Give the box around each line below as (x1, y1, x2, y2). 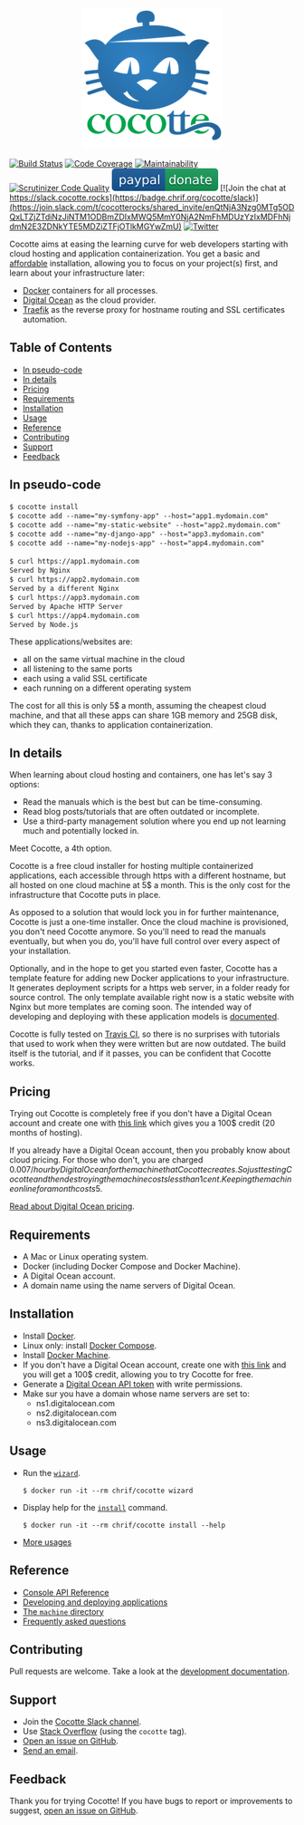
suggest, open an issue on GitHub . (9, 1805, 138, 1816)
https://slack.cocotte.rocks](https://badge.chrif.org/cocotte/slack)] (9, 192, 260, 203)
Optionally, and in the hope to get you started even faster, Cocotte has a (9, 963, 278, 974)
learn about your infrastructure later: (9, 267, 145, 278)
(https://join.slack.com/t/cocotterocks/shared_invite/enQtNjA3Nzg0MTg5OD (9, 202, 295, 212)
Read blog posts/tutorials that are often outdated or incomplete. (22, 806, 260, 817)
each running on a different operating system (22, 682, 192, 693)
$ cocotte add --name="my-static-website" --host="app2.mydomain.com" (9, 520, 281, 529)
